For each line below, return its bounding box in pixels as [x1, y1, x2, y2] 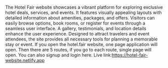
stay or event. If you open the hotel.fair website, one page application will [5, 41, 158, 47]
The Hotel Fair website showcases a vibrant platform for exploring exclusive [5, 4, 163, 10]
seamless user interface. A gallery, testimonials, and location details [5, 25, 146, 31]
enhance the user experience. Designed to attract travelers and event [5, 31, 150, 36]
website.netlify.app [5, 57, 45, 63]
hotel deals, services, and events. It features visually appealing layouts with [5, 9, 162, 15]
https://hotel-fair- [111, 52, 148, 58]
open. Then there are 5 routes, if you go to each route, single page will [5, 47, 152, 52]
